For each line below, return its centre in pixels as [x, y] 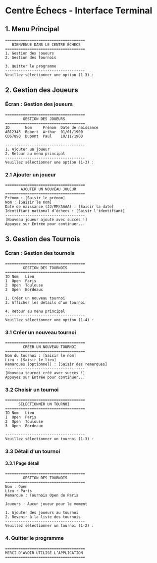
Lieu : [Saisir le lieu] [31, 360]
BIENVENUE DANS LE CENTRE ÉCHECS [46, 45]
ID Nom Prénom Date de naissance [52, 127]
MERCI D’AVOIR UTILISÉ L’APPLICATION [44, 553]
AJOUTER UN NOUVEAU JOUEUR [49, 189]
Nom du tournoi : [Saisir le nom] [41, 355]
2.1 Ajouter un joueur [30, 174]
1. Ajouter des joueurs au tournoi [42, 513]
